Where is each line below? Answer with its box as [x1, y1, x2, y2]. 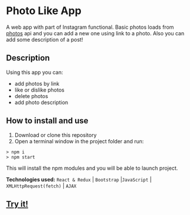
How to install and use [6, 116, 89, 126]
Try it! [6, 199, 28, 209]
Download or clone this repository [14, 131, 97, 139]
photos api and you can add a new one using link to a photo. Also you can [6, 29, 185, 36]
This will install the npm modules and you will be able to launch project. [6, 164, 178, 172]
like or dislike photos [14, 86, 65, 93]
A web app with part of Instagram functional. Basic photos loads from [6, 23, 174, 31]
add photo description [14, 99, 69, 106]
